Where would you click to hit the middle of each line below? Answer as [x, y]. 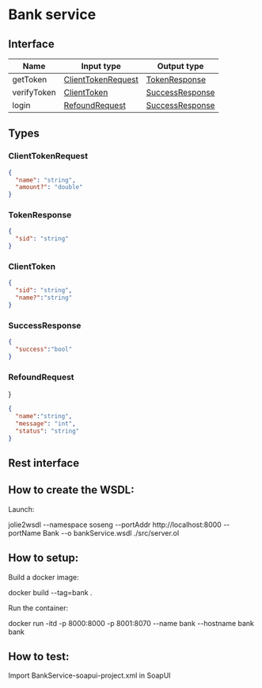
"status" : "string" [47, 431]
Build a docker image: [44, 577]
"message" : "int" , [46, 423]
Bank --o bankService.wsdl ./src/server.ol [111, 532]
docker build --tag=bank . [50, 592]
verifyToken [34, 92]
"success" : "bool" [44, 350]
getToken [30, 79]
